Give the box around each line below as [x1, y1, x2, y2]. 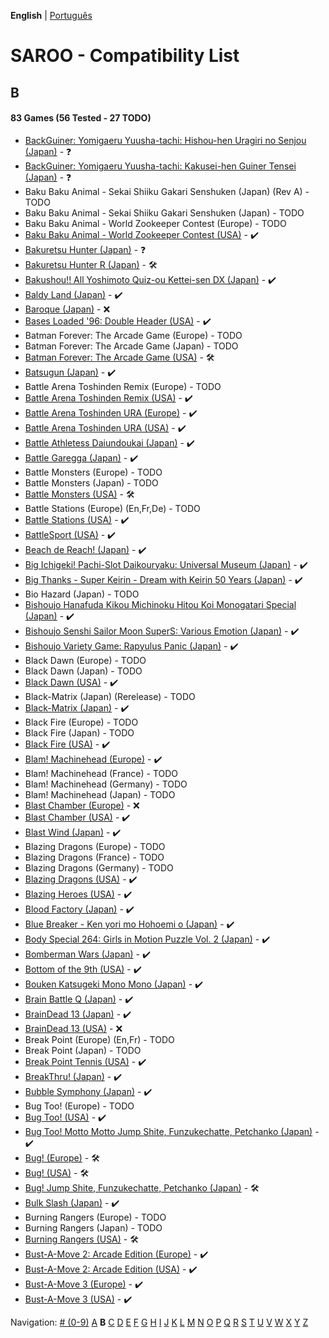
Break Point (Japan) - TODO [24, 1044, 142, 1056]
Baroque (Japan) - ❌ [24, 303, 111, 315]
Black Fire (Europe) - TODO [24, 716, 139, 728]
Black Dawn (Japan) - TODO [24, 665, 143, 677]
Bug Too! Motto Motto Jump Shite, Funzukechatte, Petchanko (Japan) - [24, 1125, 320, 1137]
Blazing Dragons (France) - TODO [24, 851, 165, 863]
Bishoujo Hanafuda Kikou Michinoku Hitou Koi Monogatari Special [24, 598, 297, 610]
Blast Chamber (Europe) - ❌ [24, 799, 140, 811]
